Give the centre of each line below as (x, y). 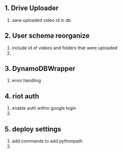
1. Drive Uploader (32, 8)
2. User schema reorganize (47, 36)
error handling (26, 80)
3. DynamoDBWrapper (40, 69)
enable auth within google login (44, 108)
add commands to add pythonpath (47, 141)
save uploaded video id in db (41, 20)
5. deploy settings (33, 129)
